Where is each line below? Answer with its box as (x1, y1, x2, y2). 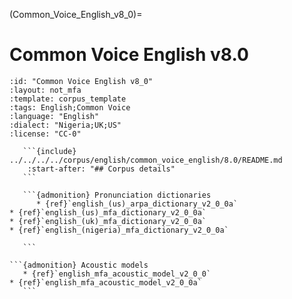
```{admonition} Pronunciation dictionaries (22, 190, 212, 200)
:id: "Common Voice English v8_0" (9, 76, 154, 86)
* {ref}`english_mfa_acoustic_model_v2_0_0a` (9, 277, 202, 288)
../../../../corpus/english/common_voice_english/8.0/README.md (9, 155, 283, 165)
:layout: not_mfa (9, 85, 82, 95)
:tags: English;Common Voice (9, 102, 131, 113)
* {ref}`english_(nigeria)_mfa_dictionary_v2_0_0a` (9, 225, 229, 235)
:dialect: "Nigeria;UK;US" (9, 120, 122, 130)
